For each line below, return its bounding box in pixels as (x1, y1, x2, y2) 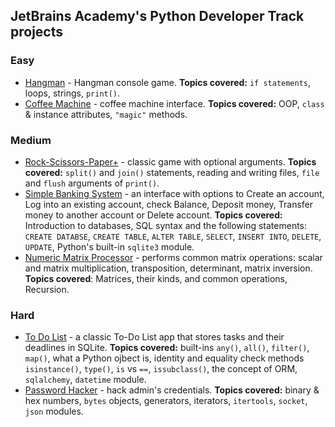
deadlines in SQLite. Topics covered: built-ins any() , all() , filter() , (24, 342, 310, 354)
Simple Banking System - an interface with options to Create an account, (24, 187, 325, 199)
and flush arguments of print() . (24, 177, 160, 189)
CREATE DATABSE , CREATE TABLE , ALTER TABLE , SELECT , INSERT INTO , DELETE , (24, 230, 322, 242)
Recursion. (24, 283, 70, 295)
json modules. (24, 405, 84, 418)
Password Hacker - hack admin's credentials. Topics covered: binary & (24, 384, 320, 396)
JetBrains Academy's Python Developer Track (10, 8, 305, 25)
